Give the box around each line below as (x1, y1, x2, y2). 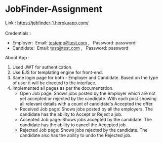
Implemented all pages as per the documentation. (12, 85, 114, 91)
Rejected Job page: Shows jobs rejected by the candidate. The (19, 127, 148, 133)
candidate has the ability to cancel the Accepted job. (19, 122, 127, 128)
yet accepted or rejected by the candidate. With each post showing (19, 95, 157, 102)
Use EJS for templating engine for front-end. (12, 69, 103, 75)
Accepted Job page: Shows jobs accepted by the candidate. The (19, 116, 152, 122)
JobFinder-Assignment (5, 3, 103, 15)
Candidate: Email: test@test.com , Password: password (12, 45, 128, 51)
